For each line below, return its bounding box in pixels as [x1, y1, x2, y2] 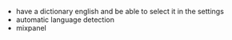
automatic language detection [15, 15, 114, 24]
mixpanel [15, 24, 46, 32]
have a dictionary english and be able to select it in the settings [15, 7, 224, 16]
